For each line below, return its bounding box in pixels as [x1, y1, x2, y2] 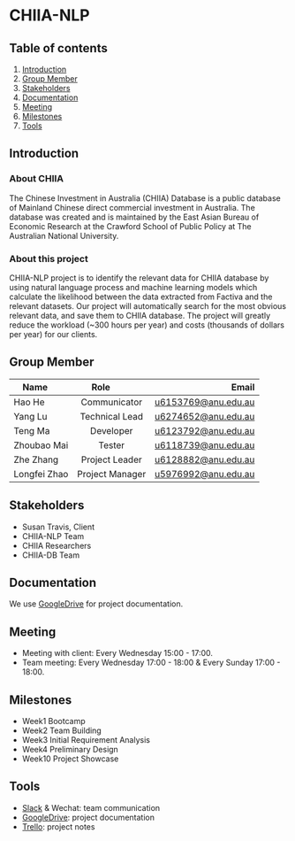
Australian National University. [9, 230, 119, 241]
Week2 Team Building [21, 725, 102, 736]
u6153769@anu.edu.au [154, 396, 255, 408]
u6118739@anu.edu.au [154, 439, 255, 451]
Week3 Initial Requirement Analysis [21, 735, 150, 745]
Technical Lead [79, 410, 144, 422]
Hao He [13, 396, 45, 408]
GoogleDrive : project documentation [21, 812, 155, 822]
